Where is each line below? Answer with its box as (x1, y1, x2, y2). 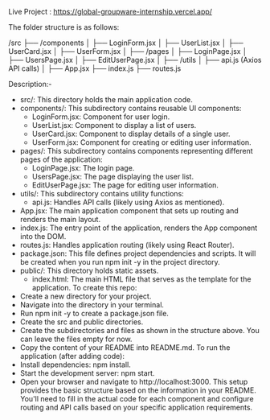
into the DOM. (19, 232, 67, 241)
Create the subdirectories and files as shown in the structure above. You (19, 326, 260, 335)
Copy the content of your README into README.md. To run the (19, 343, 231, 352)
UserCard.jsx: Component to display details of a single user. (31, 129, 231, 138)
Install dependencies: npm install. (19, 360, 131, 369)
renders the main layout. (19, 215, 101, 224)
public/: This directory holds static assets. (19, 266, 159, 275)
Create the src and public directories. (19, 317, 144, 327)
